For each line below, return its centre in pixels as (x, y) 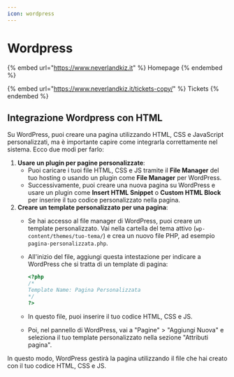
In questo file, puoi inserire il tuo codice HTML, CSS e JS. (110, 316)
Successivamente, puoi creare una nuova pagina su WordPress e (121, 185)
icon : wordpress (31, 14)
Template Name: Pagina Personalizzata (84, 290)
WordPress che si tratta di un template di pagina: (98, 264)
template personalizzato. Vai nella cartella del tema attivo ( (112, 228)
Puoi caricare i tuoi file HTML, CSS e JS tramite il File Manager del (123, 170)
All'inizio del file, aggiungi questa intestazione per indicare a (114, 257)
